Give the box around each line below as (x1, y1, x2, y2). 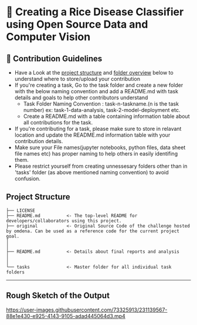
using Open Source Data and (6, 18, 148, 31)
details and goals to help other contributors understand (14, 94, 148, 101)
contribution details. (14, 138, 63, 144)
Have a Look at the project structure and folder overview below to (14, 69, 174, 76)
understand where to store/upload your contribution (14, 76, 141, 82)
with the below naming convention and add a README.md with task (14, 88, 179, 94)
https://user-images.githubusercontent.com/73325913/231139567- (6, 306, 168, 313)
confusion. (14, 175, 41, 182)
